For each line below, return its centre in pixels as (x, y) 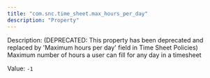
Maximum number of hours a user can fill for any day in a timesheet (104, 55)
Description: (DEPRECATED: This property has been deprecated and (105, 40)
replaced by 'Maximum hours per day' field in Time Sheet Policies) (103, 47)
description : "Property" (43, 20)
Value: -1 (20, 68)
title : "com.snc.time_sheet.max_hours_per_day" (78, 14)
